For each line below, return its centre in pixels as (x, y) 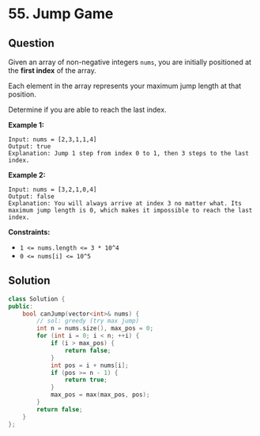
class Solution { (37, 299)
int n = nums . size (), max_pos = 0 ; (95, 329)
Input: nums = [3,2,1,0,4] (53, 189)
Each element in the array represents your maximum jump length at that (125, 86)
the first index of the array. (52, 71)
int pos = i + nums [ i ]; (89, 365)
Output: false (32, 197)
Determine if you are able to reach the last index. (88, 109)
